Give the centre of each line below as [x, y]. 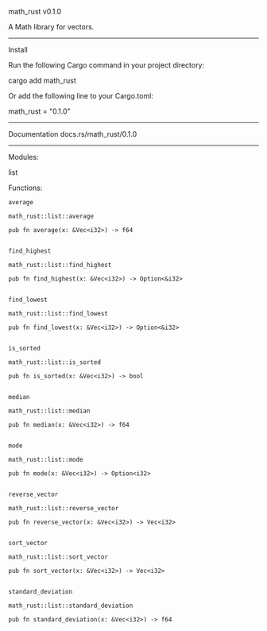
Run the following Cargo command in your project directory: [106, 65]
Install [18, 50]
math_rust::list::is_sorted [55, 362]
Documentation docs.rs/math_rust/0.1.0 [73, 134]
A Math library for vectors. [51, 27]
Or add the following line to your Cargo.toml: [81, 96]
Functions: [25, 188]
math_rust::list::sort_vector [58, 557]
